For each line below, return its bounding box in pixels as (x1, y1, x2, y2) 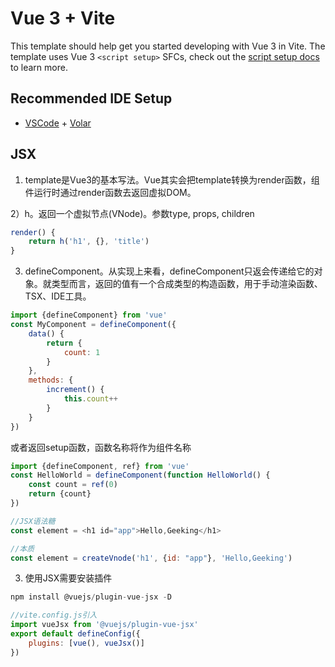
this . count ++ (63, 394, 118, 404)
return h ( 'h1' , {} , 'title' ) (28, 237, 150, 247)
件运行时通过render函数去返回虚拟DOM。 (24, 186, 197, 198)
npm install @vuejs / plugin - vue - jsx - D (10, 592, 172, 602)
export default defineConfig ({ (10, 629, 141, 639)
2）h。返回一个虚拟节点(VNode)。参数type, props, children (10, 207, 255, 219)
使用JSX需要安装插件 (24, 572, 113, 584)
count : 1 (63, 347, 101, 357)
